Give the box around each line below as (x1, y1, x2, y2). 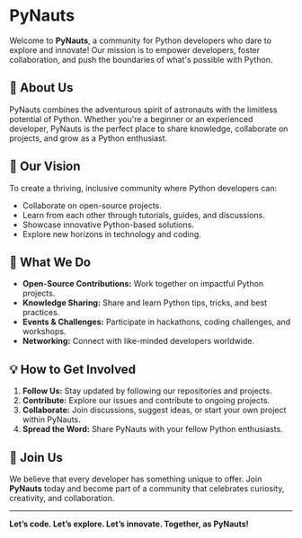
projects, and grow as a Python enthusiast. (9, 132, 168, 144)
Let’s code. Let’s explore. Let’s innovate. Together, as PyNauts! (9, 518, 249, 529)
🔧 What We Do (9, 254, 92, 269)
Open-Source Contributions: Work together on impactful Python (22, 278, 264, 289)
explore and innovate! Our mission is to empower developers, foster (9, 44, 261, 55)
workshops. (22, 326, 67, 337)
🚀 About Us (9, 80, 74, 95)
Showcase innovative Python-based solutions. (22, 219, 195, 230)
